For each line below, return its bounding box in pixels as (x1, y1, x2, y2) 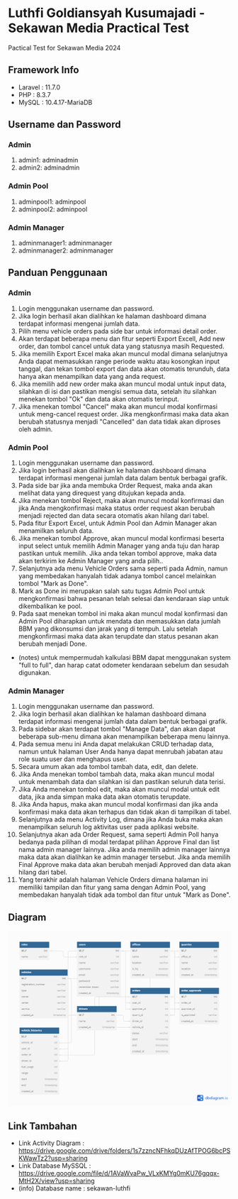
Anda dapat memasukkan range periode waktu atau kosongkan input (18, 357, 220, 365)
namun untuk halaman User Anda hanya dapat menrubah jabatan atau (18, 747, 223, 756)
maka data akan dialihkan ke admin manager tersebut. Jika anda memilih (18, 853, 231, 861)
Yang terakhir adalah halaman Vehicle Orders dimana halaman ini (18, 875, 208, 884)
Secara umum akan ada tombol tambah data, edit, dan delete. (18, 763, 198, 771)
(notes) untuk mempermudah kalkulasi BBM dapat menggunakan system (18, 653, 231, 662)
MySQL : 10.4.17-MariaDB (18, 98, 93, 106)
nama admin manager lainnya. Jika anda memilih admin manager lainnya (18, 846, 230, 854)
